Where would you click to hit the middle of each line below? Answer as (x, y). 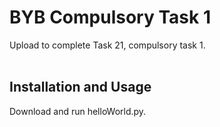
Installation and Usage (80, 87)
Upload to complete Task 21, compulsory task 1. (107, 45)
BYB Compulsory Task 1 (110, 17)
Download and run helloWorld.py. (78, 111)
